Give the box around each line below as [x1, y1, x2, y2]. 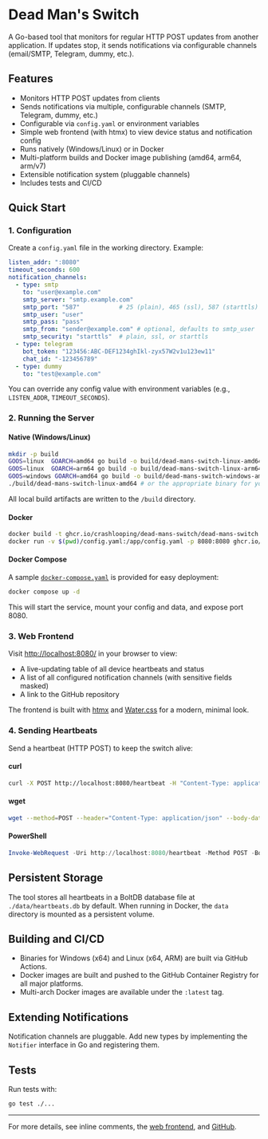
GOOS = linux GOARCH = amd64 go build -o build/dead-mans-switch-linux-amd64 [8, 457, 262, 466]
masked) [19, 681, 49, 691]
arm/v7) [19, 161, 46, 171]
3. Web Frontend [8, 630, 74, 641]
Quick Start [8, 201, 66, 215]
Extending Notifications [8, 1011, 129, 1024]
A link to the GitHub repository [19, 690, 120, 700]
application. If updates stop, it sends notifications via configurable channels [8, 40, 258, 49]
